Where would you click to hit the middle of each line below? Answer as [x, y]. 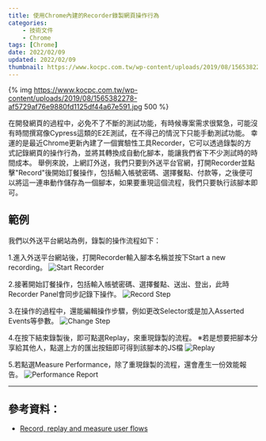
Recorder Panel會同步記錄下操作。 [65, 293]
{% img [20, 90]
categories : [28, 23]
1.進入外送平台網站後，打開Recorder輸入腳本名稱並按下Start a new [117, 257]
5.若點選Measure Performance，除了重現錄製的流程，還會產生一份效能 [124, 364]
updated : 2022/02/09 [42, 60]
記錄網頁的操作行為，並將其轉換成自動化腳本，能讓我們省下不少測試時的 [133, 152]
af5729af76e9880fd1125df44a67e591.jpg [75, 106]
